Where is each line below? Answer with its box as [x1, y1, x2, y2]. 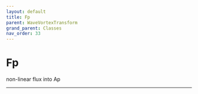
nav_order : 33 [6, 31, 41, 37]
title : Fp [6, 14, 31, 20]
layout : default [6, 8, 46, 15]
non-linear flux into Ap [6, 76, 61, 83]
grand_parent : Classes [6, 25, 62, 31]
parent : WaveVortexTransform [6, 20, 78, 25]
